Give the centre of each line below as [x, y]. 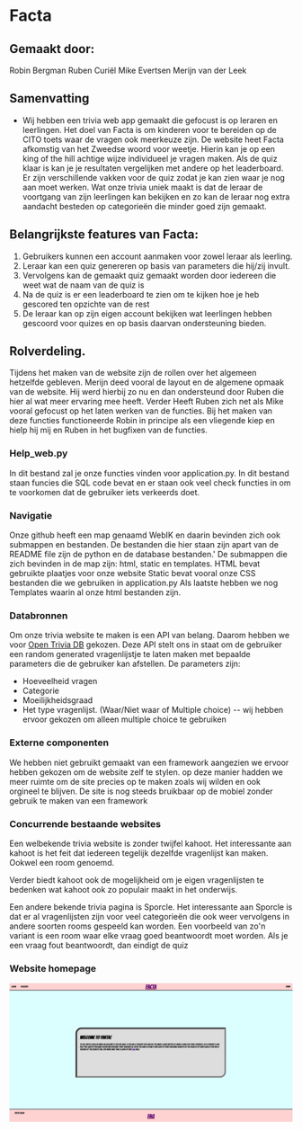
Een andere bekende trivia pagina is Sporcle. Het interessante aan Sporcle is [151, 907]
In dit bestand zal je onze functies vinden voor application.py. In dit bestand [149, 473]
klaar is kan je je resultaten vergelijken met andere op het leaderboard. [153, 168]
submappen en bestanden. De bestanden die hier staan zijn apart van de [144, 545]
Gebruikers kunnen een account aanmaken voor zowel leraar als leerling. [157, 256]
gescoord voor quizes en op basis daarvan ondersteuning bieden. [144, 323]
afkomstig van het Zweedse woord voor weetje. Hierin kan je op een [149, 148]
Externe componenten [59, 743]
